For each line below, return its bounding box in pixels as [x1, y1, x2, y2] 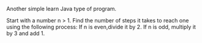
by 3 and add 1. [6, 30, 45, 37]
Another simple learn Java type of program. [6, 5, 117, 12]
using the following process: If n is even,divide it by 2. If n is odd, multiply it [6, 24, 196, 30]
